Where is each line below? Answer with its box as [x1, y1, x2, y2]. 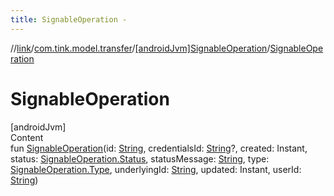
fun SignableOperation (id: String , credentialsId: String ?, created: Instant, [10, 142, 308, 154]
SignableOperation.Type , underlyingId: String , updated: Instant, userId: [10, 163, 302, 175]
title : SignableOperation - [10, 14, 128, 25]
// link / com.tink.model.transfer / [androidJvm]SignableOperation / [10, 42, 271, 54]
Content [10, 131, 44, 143]
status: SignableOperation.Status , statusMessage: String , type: [10, 152, 270, 165]
